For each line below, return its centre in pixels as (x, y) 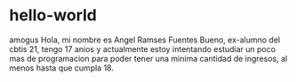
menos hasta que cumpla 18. (61, 68)
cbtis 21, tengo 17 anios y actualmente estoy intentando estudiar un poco (143, 48)
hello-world (53, 15)
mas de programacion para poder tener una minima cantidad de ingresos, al (148, 58)
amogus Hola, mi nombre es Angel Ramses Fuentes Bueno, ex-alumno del (145, 40)
